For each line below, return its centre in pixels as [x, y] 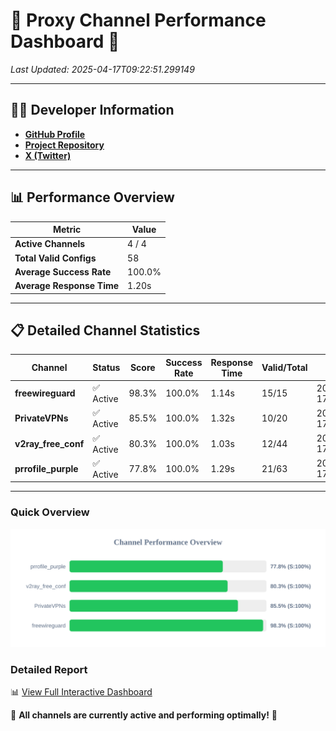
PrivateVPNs [41, 418]
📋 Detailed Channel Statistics [105, 330]
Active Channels [50, 244]
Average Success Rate [63, 271]
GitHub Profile [55, 134]
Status [106, 368]
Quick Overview [50, 512]
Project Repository [64, 145]
